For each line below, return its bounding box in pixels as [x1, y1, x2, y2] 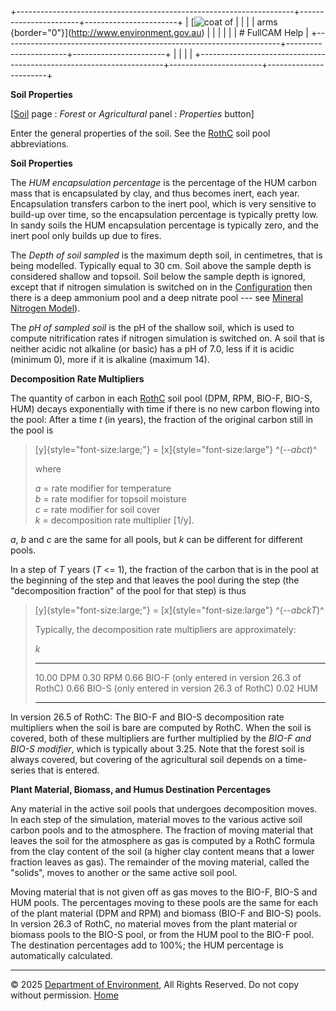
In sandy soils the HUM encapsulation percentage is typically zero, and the [10, 219, 319, 231]
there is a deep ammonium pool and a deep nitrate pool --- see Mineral [10, 292, 304, 303]
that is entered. [37, 764, 100, 776]
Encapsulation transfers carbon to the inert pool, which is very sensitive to [10, 198, 317, 210]
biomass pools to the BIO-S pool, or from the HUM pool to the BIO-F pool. [10, 929, 314, 940]
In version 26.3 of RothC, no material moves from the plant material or [10, 918, 298, 930]
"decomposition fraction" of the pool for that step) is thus [10, 585, 247, 596]
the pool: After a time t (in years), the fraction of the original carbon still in [10, 414, 314, 425]
